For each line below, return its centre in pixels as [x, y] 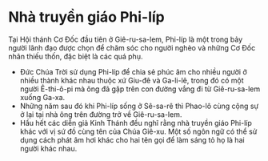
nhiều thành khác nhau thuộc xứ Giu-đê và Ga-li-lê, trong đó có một [132, 80]
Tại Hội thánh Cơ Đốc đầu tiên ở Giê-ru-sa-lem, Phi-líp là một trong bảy [126, 39]
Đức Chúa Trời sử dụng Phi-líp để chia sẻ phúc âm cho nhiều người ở [133, 71]
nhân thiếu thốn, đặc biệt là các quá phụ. [76, 56]
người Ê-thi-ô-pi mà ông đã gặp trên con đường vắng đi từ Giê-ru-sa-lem [140, 89]
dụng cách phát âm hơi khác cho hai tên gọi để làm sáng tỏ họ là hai [132, 139]
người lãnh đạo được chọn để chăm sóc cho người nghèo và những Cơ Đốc [132, 47]
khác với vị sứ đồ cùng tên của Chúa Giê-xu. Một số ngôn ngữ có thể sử [138, 131]
